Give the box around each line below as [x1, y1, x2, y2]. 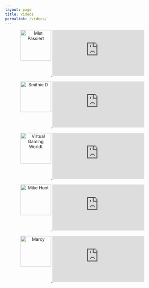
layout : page [5, 7, 32, 12]
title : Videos [5, 12, 34, 17]
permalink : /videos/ [5, 16, 48, 21]
